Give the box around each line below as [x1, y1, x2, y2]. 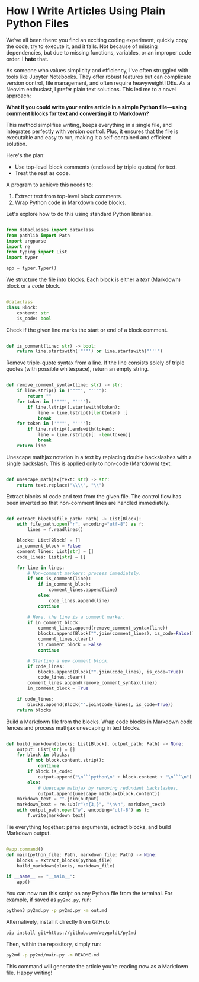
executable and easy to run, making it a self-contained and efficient [6, 134, 171, 141]
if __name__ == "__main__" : [6, 873, 76, 879]
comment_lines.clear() [37, 636, 94, 642]
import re [6, 243, 31, 250]
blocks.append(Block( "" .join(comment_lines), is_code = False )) [37, 631, 195, 637]
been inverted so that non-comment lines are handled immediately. [6, 499, 170, 506]
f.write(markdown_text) [27, 813, 86, 819]
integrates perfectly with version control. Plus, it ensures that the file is [6, 128, 179, 135]
